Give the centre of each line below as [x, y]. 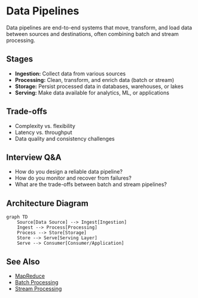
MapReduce [30, 276]
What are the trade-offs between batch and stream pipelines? [91, 184]
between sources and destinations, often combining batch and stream [93, 34]
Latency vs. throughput [44, 132]
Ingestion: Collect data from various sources [70, 74]
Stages [20, 59]
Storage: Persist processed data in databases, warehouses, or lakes [99, 86]
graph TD [17, 217]
